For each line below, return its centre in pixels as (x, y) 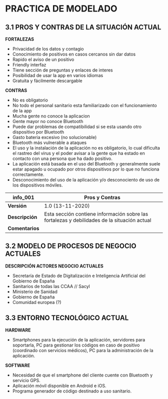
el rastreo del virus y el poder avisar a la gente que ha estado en (78, 153)
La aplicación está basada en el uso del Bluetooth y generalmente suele (86, 164)
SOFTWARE (18, 365)
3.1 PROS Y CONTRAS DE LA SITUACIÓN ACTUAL (83, 27)
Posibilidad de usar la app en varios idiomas (58, 75)
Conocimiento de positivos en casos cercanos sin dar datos (74, 54)
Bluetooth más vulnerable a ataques (49, 142)
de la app (22, 111)
